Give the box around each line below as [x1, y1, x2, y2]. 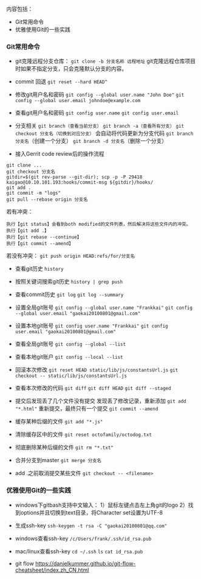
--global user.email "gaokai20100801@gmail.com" [15, 311, 141, 317]
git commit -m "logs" [6, 190, 61, 196]
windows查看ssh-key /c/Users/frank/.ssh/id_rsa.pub [15, 535, 152, 542]
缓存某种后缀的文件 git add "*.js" [15, 418, 103, 425]
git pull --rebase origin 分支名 [6, 196, 88, 203]
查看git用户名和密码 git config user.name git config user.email [15, 109, 179, 117]
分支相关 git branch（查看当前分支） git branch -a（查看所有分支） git [15, 122, 185, 130]
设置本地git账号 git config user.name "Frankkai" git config [15, 322, 168, 330]
